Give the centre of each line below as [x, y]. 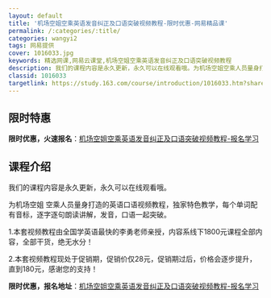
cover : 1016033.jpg [41, 53]
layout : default [35, 16]
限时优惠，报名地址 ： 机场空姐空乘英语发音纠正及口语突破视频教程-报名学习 [134, 286]
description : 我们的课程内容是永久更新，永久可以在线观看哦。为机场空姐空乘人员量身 [134, 68]
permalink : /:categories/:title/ [65, 31]
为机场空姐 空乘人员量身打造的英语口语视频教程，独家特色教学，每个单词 [129, 205]
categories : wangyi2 [43, 38]
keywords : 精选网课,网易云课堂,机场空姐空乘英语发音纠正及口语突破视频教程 [120, 61]
